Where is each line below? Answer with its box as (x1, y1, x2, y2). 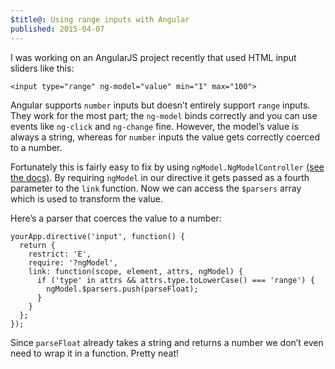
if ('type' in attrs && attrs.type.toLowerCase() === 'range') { (36, 275, 315, 285)
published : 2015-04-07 (10, 24, 105, 34)
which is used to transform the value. (10, 192, 163, 205)
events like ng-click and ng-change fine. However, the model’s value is (10, 120, 299, 132)
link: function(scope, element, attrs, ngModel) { (28, 266, 244, 276)
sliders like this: (10, 62, 75, 74)
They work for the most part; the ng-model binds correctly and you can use (10, 109, 318, 121)
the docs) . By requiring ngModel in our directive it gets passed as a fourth (10, 171, 310, 183)
